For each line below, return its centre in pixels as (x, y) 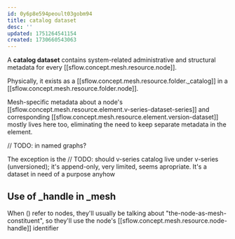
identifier (46, 228)
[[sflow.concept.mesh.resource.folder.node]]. (73, 89)
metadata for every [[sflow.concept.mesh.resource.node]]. (92, 67)
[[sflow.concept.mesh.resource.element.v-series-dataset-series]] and (108, 110)
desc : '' (20, 27)
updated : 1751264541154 (42, 33)
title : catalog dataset (42, 20)
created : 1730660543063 (42, 40)
